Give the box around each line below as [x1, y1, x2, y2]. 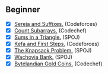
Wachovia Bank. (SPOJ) [14, 54, 72, 61]
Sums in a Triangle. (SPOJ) [14, 34, 81, 41]
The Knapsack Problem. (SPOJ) [14, 47, 92, 54]
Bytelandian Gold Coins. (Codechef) [14, 60, 103, 67]
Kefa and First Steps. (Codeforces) [14, 41, 99, 47]
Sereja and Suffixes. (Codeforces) [14, 20, 97, 27]
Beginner [5, 5, 40, 15]
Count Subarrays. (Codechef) [14, 26, 87, 34]
